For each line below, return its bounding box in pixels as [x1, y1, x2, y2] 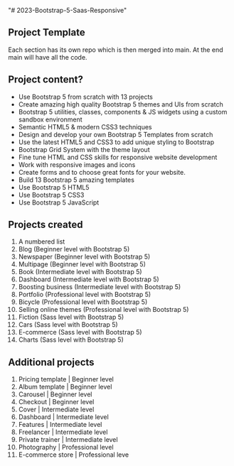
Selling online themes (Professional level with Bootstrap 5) [18, 305, 189, 314]
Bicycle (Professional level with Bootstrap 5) [18, 298, 148, 306]
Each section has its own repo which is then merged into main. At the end [8, 45, 223, 54]
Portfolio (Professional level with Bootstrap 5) [18, 291, 151, 299]
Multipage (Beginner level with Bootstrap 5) [18, 260, 147, 269]
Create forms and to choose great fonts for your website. [18, 168, 186, 176]
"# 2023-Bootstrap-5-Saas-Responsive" [8, 6, 127, 14]
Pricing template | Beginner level [18, 375, 115, 384]
